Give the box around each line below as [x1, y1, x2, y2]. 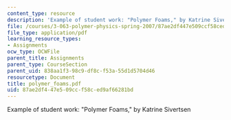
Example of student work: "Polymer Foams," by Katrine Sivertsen [7, 106, 191, 114]
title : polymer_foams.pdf [7, 80, 81, 87]
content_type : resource [7, 10, 76, 17]
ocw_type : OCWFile [7, 49, 60, 56]
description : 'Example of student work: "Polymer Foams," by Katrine [7, 16, 211, 23]
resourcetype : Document [7, 73, 76, 81]
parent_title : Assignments [7, 55, 85, 62]
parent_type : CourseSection [7, 61, 88, 68]
